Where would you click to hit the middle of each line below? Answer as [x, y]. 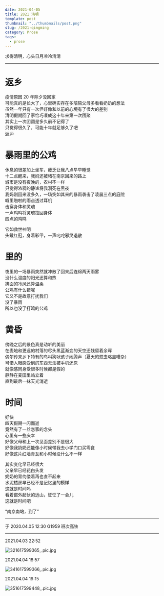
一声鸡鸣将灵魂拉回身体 [29, 212]
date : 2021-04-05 [23, 10]
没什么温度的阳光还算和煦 [31, 277]
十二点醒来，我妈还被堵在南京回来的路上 [46, 176]
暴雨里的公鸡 [31, 155]
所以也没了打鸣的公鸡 [26, 308]
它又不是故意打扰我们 [26, 296]
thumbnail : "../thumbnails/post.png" [43, 23]
